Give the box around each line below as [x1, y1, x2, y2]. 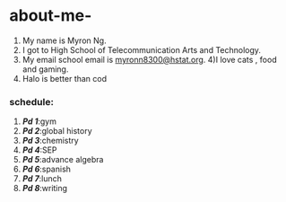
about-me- [9, 5, 92, 26]
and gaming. [22, 64, 69, 75]
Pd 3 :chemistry [22, 136, 79, 146]
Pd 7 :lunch [22, 173, 63, 184]
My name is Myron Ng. [22, 35, 107, 46]
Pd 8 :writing [22, 183, 68, 194]
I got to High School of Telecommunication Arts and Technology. [22, 44, 262, 55]
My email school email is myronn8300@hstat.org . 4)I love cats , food [22, 54, 277, 65]
